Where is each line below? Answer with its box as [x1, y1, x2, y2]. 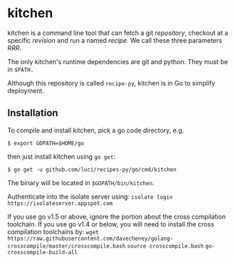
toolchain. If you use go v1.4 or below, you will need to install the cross [7, 219, 215, 229]
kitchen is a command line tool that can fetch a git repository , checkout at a [7, 28, 229, 37]
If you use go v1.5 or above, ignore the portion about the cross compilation [7, 212, 226, 221]
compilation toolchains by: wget [7, 227, 99, 236]
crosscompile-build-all [7, 248, 78, 256]
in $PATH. [7, 65, 34, 73]
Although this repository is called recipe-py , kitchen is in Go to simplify [7, 78, 216, 87]
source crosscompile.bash [127, 242, 204, 250]
